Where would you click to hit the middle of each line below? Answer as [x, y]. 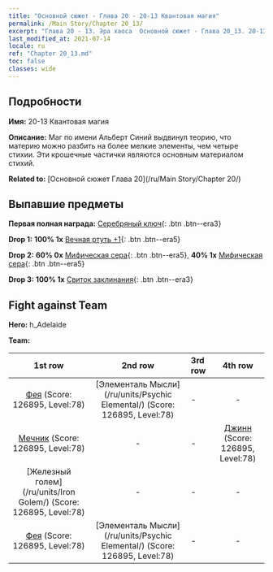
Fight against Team [58, 305]
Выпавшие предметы [66, 204]
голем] [49, 482]
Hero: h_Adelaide [37, 325]
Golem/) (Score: [49, 502]
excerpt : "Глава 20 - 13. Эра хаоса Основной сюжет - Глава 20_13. [127, 31]
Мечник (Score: [49, 438]
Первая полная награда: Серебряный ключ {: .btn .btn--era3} [115, 223]
